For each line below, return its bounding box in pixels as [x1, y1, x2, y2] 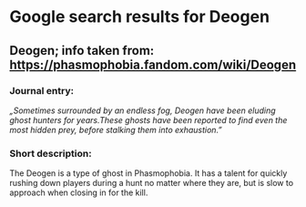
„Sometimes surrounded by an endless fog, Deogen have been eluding [9, 105, 276, 116]
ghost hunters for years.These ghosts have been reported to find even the [9, 114, 288, 125]
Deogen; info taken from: [9, 43, 155, 58]
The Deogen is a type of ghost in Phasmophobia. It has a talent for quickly [9, 168, 288, 179]
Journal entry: [9, 84, 75, 97]
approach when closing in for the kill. [9, 187, 148, 198]
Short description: [9, 147, 93, 160]
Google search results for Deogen [9, 6, 270, 27]
